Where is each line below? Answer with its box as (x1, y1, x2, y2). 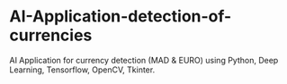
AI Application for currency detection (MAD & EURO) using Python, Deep (9, 55, 279, 65)
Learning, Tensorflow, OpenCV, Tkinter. (9, 64, 156, 75)
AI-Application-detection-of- (9, 6, 232, 27)
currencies (9, 25, 93, 46)
